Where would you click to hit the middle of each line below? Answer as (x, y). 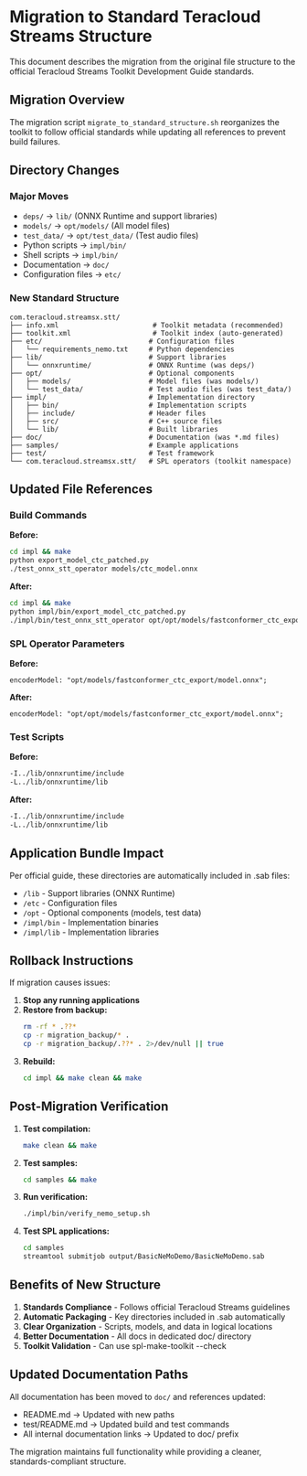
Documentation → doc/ (66, 265)
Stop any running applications (81, 1000)
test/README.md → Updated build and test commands (126, 1424)
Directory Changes (65, 171)
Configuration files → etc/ (72, 274)
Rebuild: (39, 1062)
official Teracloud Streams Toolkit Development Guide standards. (132, 71)
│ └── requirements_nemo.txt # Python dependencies (122, 349)
